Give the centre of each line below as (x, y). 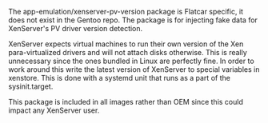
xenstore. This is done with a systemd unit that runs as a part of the (119, 78)
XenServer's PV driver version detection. (76, 28)
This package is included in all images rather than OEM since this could (126, 102)
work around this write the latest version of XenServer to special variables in (134, 69)
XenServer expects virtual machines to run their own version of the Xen (126, 44)
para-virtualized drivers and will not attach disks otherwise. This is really (128, 52)
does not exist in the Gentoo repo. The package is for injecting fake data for (133, 20)
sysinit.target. (31, 86)
